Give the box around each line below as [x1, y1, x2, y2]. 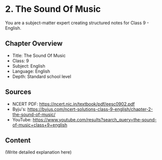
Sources [5, 88, 32, 96]
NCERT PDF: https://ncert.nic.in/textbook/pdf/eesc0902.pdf [12, 101, 135, 107]
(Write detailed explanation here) [5, 149, 72, 155]
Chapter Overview [5, 40, 63, 48]
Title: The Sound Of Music [12, 52, 66, 58]
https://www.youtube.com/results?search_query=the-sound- [33, 117, 157, 122]
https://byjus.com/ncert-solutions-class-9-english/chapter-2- [27, 106, 153, 112]
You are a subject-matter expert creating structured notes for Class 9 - [5, 20, 149, 26]
